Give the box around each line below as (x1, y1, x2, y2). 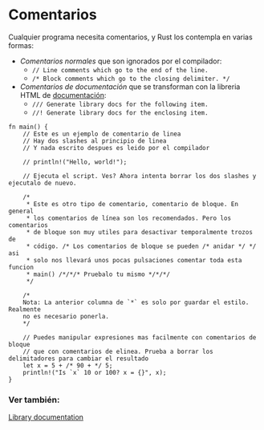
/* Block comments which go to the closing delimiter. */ (31, 75, 230, 83)
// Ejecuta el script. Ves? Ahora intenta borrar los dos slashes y (22, 172, 257, 180)
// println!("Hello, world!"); (22, 158, 128, 166)
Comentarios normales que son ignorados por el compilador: (19, 56, 222, 66)
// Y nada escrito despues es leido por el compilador (22, 144, 210, 152)
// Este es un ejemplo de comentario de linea (22, 130, 181, 138)
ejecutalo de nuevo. (8, 179, 78, 187)
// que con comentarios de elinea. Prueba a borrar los (22, 347, 214, 355)
